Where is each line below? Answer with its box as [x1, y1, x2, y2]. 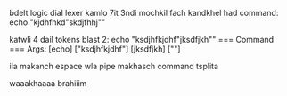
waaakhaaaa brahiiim [9, 78, 87, 88]
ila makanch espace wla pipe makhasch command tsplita [9, 61, 219, 71]
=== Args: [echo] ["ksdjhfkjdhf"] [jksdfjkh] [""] [9, 44, 181, 54]
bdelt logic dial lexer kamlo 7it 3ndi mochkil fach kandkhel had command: [9, 8, 279, 18]
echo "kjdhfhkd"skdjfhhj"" [9, 17, 106, 28]
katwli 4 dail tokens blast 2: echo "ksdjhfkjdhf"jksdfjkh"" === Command [9, 35, 275, 44]
